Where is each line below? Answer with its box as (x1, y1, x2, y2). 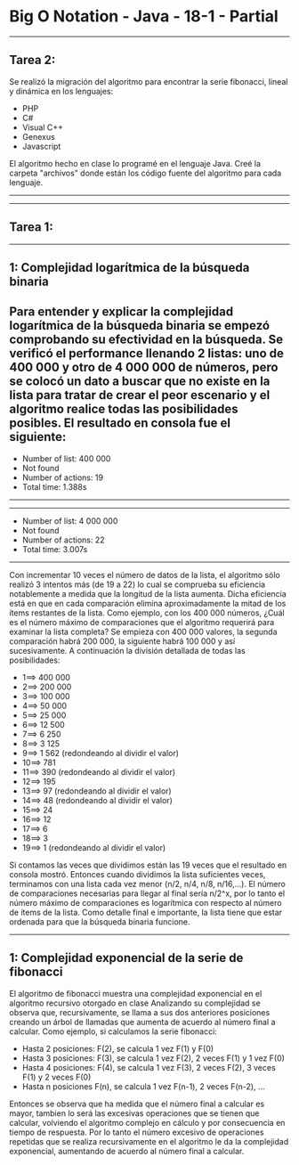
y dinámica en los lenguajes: (9, 86, 114, 96)
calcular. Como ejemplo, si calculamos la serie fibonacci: (9, 1026, 218, 1037)
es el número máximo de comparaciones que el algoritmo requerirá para (9, 616, 275, 627)
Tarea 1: (9, 220, 53, 235)
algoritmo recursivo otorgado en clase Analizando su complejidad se (9, 998, 261, 1008)
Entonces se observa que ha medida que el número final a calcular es (9, 1098, 265, 1109)
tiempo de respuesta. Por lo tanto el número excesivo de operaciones (9, 1127, 264, 1137)
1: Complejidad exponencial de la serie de (9, 950, 244, 965)
